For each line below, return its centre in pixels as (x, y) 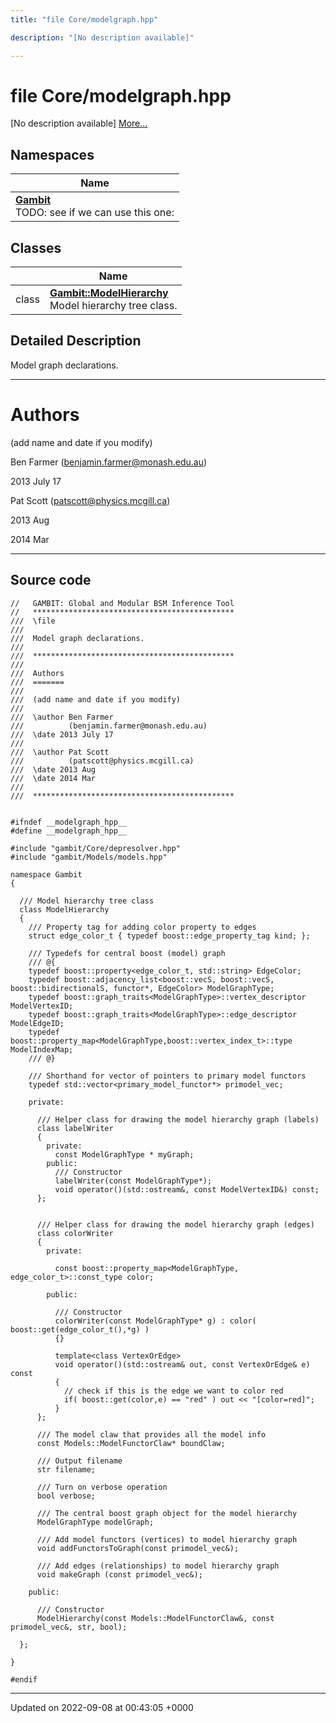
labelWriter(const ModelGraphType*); (133, 1181)
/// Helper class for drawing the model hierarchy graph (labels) (178, 1119)
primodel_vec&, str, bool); (69, 1627)
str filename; (66, 1469)
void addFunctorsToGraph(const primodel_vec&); (138, 1548)
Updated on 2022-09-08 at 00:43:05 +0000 (102, 1707)
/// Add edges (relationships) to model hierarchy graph (158, 1566)
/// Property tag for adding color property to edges (142, 927)
